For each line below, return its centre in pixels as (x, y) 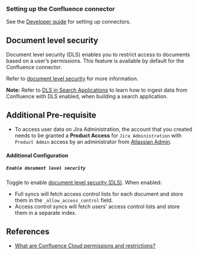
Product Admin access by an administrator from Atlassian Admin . (93, 141)
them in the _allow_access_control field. (64, 201)
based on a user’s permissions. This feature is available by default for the (95, 61)
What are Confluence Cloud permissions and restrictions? (85, 246)
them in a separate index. (46, 213)
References (28, 232)
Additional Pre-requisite (51, 115)
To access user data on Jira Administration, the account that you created (103, 129)
